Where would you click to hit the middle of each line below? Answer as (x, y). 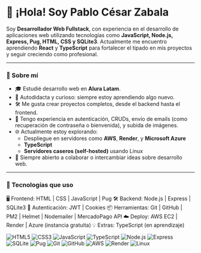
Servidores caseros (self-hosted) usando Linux (83, 151)
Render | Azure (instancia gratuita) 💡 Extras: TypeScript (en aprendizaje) (95, 225)
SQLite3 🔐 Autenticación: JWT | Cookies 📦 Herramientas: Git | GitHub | (94, 207)
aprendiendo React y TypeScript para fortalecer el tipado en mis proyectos (99, 48)
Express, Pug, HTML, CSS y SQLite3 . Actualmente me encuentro (87, 41)
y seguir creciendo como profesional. (52, 54)
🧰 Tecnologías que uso (40, 185)
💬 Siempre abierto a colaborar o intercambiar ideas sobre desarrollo (98, 157)
